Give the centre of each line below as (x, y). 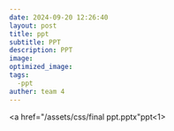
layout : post (33, 26)
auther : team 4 (37, 91)
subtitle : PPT (35, 42)
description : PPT (41, 50)
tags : (19, 75)
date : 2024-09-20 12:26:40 (59, 17)
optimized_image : (41, 67)
